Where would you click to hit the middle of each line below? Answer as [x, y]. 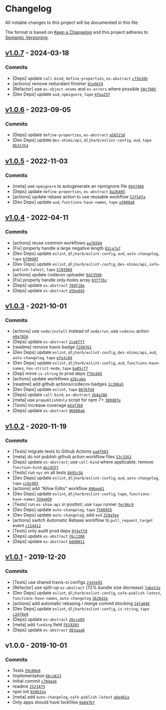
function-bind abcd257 [35, 468]
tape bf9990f [25, 259]
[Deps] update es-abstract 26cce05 [48, 619]
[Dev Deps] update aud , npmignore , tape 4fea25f [61, 94]
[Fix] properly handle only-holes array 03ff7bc [60, 280]
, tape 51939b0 [58, 269]
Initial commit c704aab [35, 681]
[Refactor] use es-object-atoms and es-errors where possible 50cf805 [84, 89]
